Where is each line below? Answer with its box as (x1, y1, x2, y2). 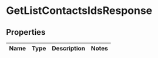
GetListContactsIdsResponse (6, 4, 153, 17)
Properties (6, 27, 46, 37)
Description (52, 45, 85, 52)
